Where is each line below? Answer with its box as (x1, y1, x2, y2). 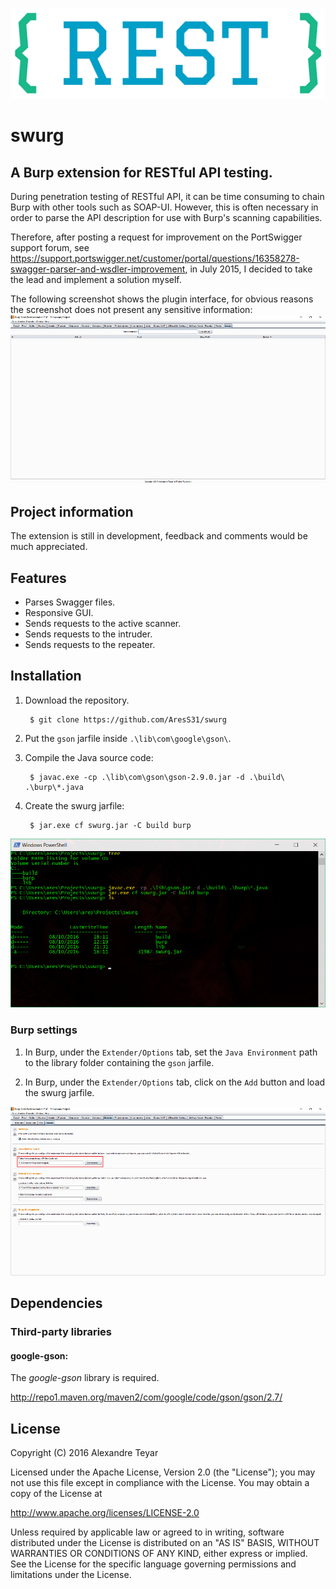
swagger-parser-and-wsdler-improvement (10, 263, 186, 275)
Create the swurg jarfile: (24, 799, 125, 812)
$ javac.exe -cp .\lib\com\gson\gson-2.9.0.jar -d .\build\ (29, 772, 286, 782)
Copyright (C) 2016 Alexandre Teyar (10, 1447, 159, 1459)
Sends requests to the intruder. (24, 628, 153, 640)
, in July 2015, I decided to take (184, 263, 313, 275)
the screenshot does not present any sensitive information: (10, 304, 253, 316)
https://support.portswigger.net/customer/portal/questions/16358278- (10, 253, 300, 265)
